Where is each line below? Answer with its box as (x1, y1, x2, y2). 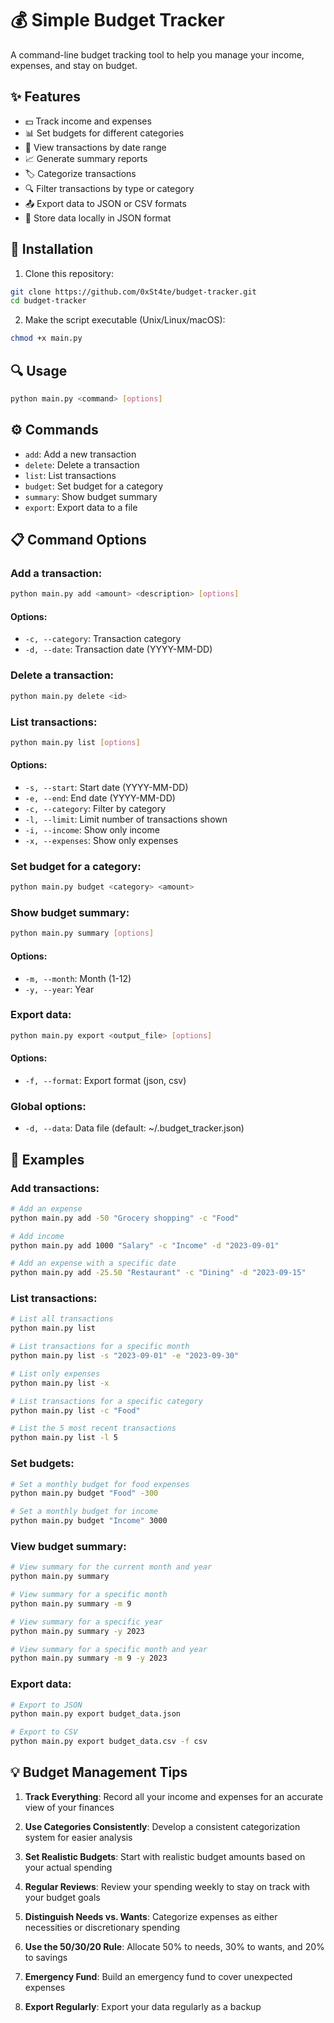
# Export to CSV (10, 1727, 78, 1737)
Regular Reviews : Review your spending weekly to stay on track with (24, 1880, 311, 1892)
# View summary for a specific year (10, 1617, 163, 1627)
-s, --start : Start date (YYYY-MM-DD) (24, 782, 189, 793)
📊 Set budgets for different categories (24, 127, 185, 139)
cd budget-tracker (10, 296, 87, 306)
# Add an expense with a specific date (10, 1258, 177, 1269)
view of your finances (24, 1801, 115, 1813)
